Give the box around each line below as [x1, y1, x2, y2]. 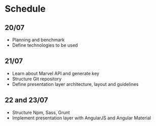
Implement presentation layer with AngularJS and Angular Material [12, 115, 151, 121]
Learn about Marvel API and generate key [12, 70, 100, 76]
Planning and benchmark [12, 37, 65, 43]
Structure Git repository [12, 76, 62, 82]
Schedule [5, 3, 46, 15]
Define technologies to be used [12, 42, 78, 48]
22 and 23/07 [5, 96, 48, 105]
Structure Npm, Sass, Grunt [12, 109, 70, 115]
